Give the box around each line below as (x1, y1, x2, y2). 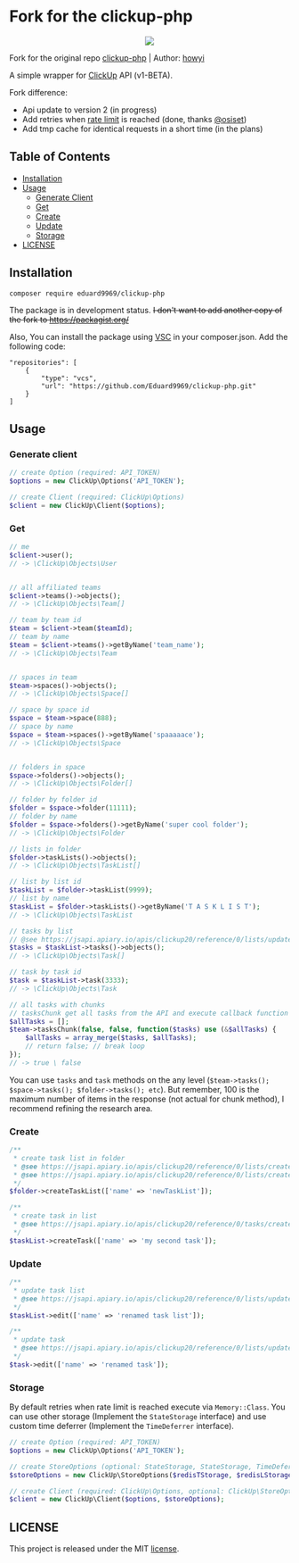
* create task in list (12, 1211, 98, 1220)
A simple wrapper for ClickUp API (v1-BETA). (9, 70, 174, 80)
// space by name (9, 722, 74, 731)
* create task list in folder (12, 1153, 125, 1162)
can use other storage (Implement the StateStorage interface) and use (9, 1411, 267, 1422)
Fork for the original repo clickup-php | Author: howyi (9, 52, 205, 63)
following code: (9, 341, 66, 352)
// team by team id (9, 616, 82, 625)
